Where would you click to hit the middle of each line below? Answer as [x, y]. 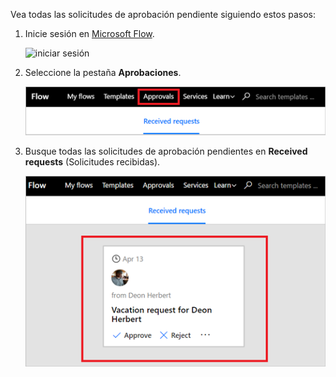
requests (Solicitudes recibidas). [92, 161]
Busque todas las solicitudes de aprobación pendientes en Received [166, 151]
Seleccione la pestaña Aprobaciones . [103, 72]
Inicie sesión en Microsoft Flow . [89, 33]
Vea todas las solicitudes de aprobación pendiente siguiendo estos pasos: [163, 14]
